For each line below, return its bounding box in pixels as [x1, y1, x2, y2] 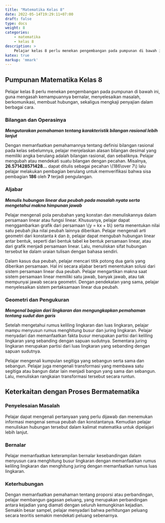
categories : [5, 30, 29, 35]
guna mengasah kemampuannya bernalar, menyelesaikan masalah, [5, 94, 141, 100]
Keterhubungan [5, 480, 44, 487]
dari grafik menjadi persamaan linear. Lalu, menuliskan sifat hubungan [5, 243, 147, 249]
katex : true [5, 53, 29, 58]
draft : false [5, 16, 32, 21]
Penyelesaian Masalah [5, 402, 60, 409]
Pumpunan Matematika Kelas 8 [5, 76, 103, 84]
